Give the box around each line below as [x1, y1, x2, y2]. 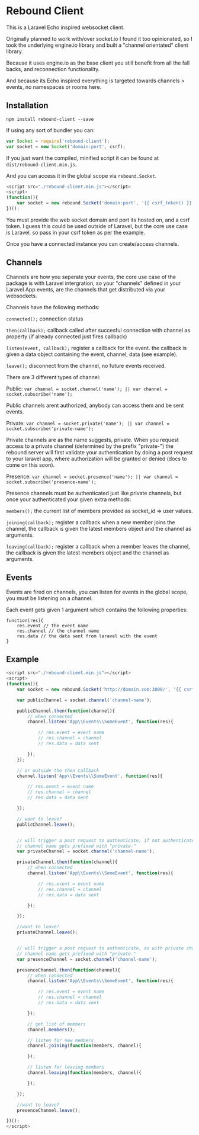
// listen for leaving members [27, 1065, 105, 1070]
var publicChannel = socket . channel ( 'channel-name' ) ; [17, 697, 152, 703]
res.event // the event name [17, 623, 89, 629]
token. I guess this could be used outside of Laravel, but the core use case [6, 222, 188, 229]
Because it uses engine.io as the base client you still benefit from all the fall [6, 59, 190, 66]
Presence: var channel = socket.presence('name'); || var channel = [6, 473, 178, 480]
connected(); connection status [6, 315, 84, 322]
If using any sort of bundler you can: [6, 126, 95, 134]
